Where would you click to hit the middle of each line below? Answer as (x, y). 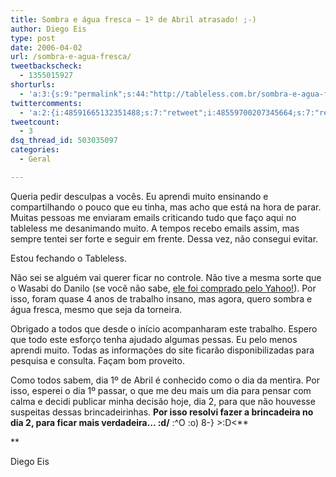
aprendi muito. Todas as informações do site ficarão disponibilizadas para (162, 350)
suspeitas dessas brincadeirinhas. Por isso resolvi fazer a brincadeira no (162, 412)
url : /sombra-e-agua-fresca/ (71, 57)
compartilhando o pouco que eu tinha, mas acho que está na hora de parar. (166, 207)
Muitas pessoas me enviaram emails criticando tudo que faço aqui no (153, 217)
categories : (35, 150)
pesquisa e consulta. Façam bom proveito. (97, 360)
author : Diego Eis (48, 29)
